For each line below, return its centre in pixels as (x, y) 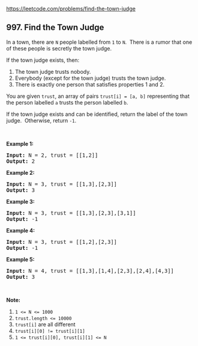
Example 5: (20, 259)
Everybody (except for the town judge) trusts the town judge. (90, 78)
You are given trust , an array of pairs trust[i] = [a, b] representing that (98, 96)
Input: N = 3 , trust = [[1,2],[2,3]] (62, 242)
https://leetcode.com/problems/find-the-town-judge (71, 9)
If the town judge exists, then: (43, 60)
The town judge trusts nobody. (53, 71)
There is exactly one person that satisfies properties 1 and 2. (90, 84)
